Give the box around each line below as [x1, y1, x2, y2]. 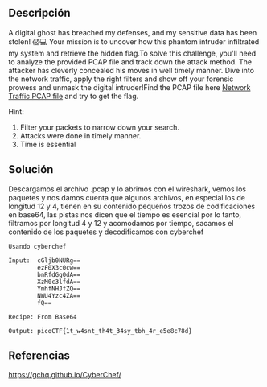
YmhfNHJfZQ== [37, 285, 81, 293]
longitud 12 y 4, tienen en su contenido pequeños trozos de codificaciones [8, 201, 256, 211]
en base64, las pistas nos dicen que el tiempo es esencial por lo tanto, [8, 209, 242, 220]
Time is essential [19, 139, 76, 149]
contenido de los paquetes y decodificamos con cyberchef [8, 227, 204, 237]
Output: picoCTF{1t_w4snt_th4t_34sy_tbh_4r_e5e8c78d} [8, 327, 193, 335]
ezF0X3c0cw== [37, 263, 81, 272]
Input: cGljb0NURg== [8, 257, 81, 265]
